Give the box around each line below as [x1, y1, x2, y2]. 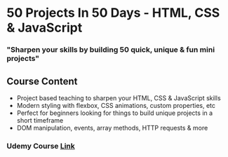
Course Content [6, 75, 78, 87]
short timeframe [16, 116, 64, 124]
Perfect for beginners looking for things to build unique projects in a [16, 109, 213, 117]
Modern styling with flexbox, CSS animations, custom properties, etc [16, 101, 215, 109]
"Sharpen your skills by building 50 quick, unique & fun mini [6, 45, 215, 55]
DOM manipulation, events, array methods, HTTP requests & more [16, 123, 208, 132]
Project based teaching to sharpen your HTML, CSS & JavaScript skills [16, 93, 222, 102]
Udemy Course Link [6, 141, 75, 151]
